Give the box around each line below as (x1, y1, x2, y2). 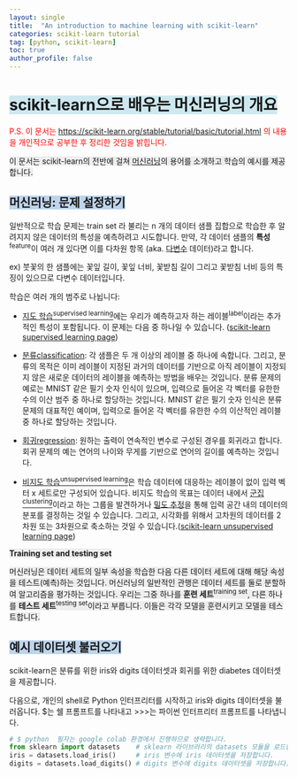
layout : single (9, 12, 65, 22)
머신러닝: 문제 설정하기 (9, 196, 126, 211)
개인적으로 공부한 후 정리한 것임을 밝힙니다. (18, 136, 168, 147)
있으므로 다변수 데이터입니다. (25, 273, 126, 283)
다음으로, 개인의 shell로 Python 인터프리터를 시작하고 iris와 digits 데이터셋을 (9, 695, 274, 705)
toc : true (9, 46, 46, 55)
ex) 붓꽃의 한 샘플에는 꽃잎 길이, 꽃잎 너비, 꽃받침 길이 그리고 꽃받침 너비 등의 (9, 262, 275, 273)
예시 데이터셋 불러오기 (9, 640, 122, 655)
